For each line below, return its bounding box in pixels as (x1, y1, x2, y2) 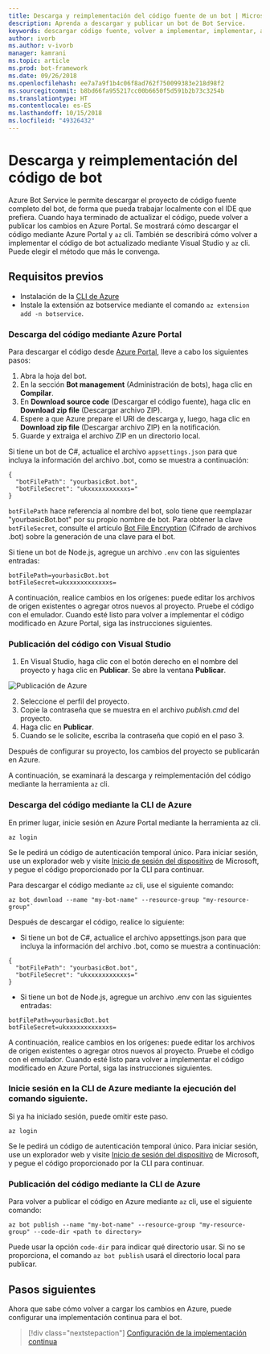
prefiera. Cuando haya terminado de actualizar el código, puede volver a (8, 212, 249, 222)
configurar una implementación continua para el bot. (8, 1312, 182, 1322)
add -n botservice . (19, 308, 84, 318)
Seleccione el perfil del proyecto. (19, 696, 130, 706)
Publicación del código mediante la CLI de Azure (8, 1178, 201, 1190)
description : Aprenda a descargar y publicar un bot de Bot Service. (8, 19, 247, 27)
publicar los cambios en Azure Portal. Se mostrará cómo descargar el (8, 221, 239, 231)
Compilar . (19, 388, 54, 397)
